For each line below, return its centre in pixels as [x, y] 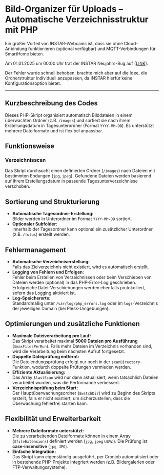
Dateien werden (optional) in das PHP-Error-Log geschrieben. [74, 282]
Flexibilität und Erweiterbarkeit [53, 419]
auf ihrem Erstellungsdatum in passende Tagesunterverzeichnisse [72, 181]
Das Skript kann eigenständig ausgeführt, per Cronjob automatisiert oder [85, 456]
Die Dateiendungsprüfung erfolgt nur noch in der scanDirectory [76, 362]
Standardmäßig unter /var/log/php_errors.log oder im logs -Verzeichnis [85, 303]
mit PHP [21, 30]
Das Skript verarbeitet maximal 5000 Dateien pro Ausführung [75, 341]
